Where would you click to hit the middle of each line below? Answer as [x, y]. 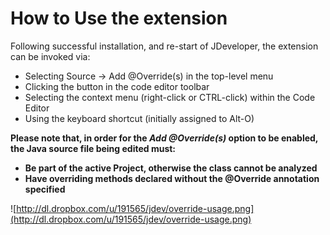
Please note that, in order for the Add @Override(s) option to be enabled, [164, 138]
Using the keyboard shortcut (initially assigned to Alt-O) [139, 118]
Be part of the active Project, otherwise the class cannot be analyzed [171, 168]
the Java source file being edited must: [93, 148]
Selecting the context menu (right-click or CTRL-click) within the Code [170, 97]
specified [45, 189]
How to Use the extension [119, 18]
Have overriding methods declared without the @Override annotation [172, 178]
